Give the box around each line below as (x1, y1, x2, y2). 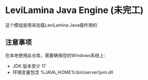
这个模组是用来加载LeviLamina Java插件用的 (5, 22, 97, 28)
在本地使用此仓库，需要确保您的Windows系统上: (5, 52, 106, 58)
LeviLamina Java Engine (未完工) (5, 4, 144, 16)
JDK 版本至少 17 (12, 63, 46, 69)
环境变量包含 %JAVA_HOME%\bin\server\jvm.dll (12, 69, 113, 75)
